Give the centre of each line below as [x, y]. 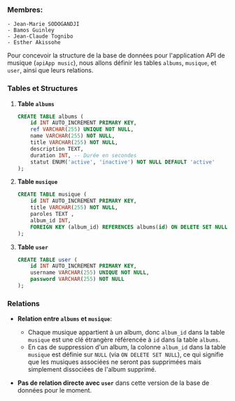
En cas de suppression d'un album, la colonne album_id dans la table [127, 347]
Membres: [25, 10]
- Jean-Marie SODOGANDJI [43, 24]
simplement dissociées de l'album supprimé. [92, 370]
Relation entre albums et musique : [65, 319]
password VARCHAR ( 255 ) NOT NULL [77, 279]
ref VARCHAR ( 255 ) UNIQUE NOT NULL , [82, 130]
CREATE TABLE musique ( [52, 195]
